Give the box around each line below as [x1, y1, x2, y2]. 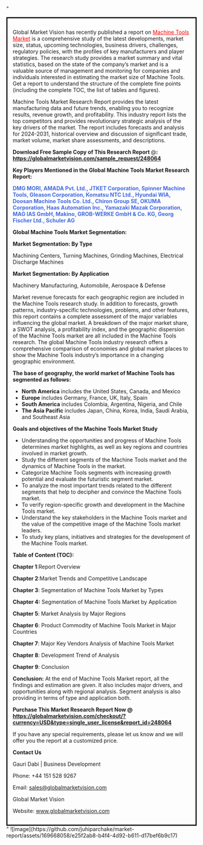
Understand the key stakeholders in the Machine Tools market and [21, 514, 187, 521]
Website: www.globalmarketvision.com [13, 807, 110, 814]
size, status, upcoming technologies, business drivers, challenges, [13, 42, 178, 48]
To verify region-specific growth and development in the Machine [21, 501, 185, 508]
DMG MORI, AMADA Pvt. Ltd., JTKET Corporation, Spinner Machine [13, 184, 185, 192]
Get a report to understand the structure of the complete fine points [13, 80, 181, 87]
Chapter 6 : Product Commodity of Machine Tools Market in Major [13, 622, 176, 628]
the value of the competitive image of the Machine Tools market [21, 520, 181, 527]
